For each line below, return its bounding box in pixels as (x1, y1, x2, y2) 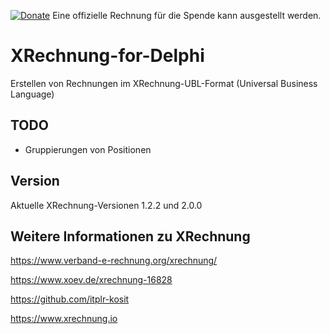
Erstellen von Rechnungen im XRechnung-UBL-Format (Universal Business (10, 77, 318, 89)
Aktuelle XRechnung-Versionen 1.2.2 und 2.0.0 (10, 199, 203, 211)
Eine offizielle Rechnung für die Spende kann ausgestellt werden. (52, 10, 322, 21)
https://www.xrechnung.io (10, 313, 118, 325)
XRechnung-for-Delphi (10, 45, 205, 67)
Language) (10, 88, 55, 100)
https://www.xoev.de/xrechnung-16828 (10, 274, 173, 286)
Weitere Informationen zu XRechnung (10, 228, 251, 245)
